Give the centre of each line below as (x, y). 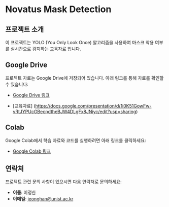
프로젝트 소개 (25, 29)
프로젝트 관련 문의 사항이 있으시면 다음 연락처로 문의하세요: (63, 182)
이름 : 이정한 (24, 193)
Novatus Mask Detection (58, 9)
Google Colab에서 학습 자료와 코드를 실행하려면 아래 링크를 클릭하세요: (76, 140)
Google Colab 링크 (32, 151)
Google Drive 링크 (31, 95)
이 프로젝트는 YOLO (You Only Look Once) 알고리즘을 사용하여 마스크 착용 (79, 42)
